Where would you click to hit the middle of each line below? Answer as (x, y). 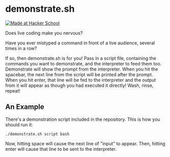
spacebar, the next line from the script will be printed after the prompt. (79, 74)
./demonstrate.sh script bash (38, 134)
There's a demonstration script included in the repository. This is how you (83, 119)
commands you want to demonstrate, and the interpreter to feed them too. (83, 63)
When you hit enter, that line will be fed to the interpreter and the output (81, 80)
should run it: (19, 125)
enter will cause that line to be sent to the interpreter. (61, 149)
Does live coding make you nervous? (44, 33)
